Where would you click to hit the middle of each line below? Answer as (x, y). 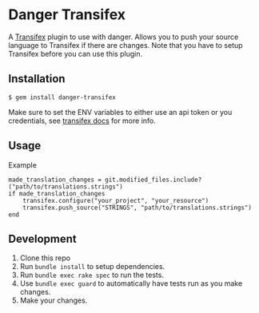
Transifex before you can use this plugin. (75, 53)
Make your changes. (54, 300)
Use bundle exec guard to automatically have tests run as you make (131, 283)
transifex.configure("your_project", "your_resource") (116, 200)
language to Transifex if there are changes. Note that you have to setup (126, 45)
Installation (37, 79)
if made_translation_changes (57, 193)
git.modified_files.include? (153, 180)
